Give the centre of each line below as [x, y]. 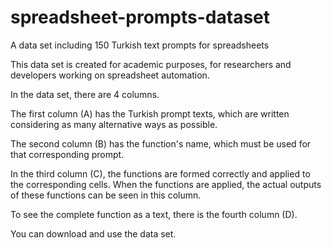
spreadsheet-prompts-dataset [140, 17]
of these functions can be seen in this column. [106, 195]
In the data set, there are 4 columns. [85, 94]
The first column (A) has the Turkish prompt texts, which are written [150, 113]
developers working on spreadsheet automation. [110, 75]
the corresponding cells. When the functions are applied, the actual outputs [166, 184]
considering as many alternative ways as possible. [114, 124]
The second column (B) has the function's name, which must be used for [161, 143]
